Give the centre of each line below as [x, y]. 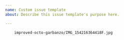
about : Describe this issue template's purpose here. [62, 14]
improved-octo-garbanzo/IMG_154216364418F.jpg [63, 32]
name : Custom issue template [35, 10]
